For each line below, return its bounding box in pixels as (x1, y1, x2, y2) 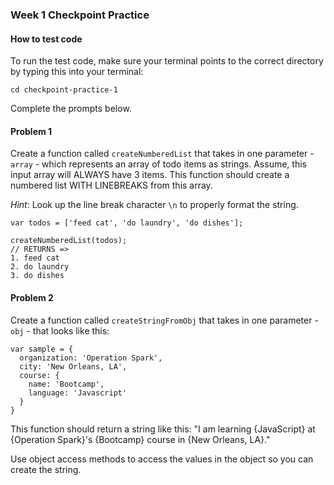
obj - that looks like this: (10, 324, 110, 337)
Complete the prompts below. (10, 103, 132, 115)
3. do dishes (10, 271, 65, 281)
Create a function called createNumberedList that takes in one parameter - (10, 148, 315, 160)
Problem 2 (10, 291, 54, 303)
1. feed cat (10, 253, 60, 263)
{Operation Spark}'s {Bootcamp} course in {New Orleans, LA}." (10, 433, 271, 445)
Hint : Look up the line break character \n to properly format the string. (10, 199, 299, 211)
